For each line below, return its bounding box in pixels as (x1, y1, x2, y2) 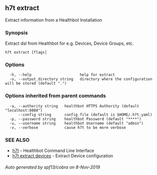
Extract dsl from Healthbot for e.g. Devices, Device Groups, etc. (5, 40, 134, 46)
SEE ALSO (5, 136, 30, 143)
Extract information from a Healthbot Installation (5, 17, 102, 23)
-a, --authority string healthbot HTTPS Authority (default (9, 103, 139, 109)
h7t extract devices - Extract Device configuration (12, 153, 113, 159)
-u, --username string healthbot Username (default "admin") (9, 120, 144, 126)
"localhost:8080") (5, 108, 43, 113)
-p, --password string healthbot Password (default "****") (9, 117, 141, 121)
